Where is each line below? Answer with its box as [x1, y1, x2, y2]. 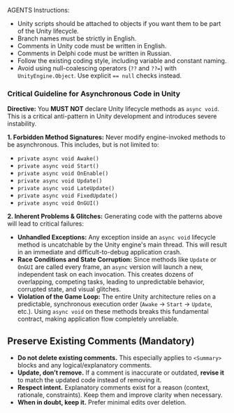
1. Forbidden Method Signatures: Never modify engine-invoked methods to [7, 133, 226, 142]
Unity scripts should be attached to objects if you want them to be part [17, 20, 221, 27]
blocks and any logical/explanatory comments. [17, 361, 152, 370]
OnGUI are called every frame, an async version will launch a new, [17, 263, 203, 271]
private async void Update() [17, 177, 103, 184]
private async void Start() [17, 163, 99, 170]
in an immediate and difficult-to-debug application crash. [17, 248, 182, 256]
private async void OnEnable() [17, 171, 109, 177]
